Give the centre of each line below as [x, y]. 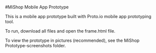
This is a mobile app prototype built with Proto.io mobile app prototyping [78, 16]
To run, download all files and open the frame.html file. [60, 31]
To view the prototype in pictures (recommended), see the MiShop [72, 40]
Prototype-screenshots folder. [36, 45]
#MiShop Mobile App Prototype [37, 7]
